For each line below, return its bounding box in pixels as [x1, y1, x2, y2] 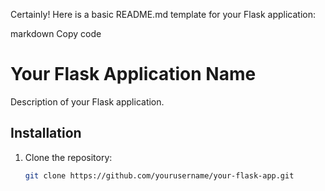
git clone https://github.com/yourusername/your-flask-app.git [24, 170, 295, 181]
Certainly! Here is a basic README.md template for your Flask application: [10, 9, 316, 20]
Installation [10, 125, 82, 142]
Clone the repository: [24, 151, 113, 163]
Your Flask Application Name [10, 63, 257, 86]
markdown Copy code [10, 28, 102, 39]
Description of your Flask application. [10, 95, 165, 108]
